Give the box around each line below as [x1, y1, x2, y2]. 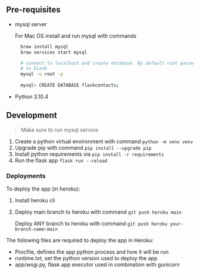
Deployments [6, 171, 46, 180]
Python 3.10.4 [14, 93, 49, 100]
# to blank [20, 66, 48, 72]
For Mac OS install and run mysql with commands [14, 32, 137, 39]
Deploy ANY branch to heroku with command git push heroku [14, 220, 168, 227]
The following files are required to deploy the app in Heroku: [6, 237, 154, 244]
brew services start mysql [20, 49, 87, 56]
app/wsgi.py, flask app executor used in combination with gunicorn [14, 261, 180, 268]
